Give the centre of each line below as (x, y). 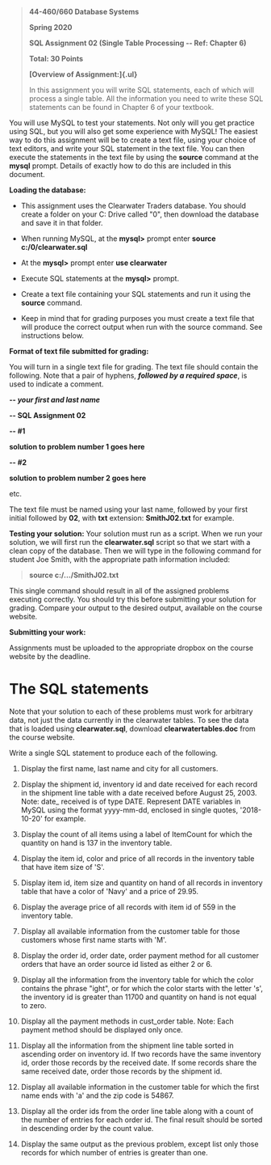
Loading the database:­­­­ (48, 190)
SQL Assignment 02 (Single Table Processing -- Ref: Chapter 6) (138, 43)
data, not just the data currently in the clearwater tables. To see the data (129, 720)
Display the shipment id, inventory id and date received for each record (139, 784)
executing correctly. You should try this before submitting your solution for (133, 599)
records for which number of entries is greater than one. (114, 1152)
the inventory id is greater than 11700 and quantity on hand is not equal (139, 997)
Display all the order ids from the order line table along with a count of (137, 1111)
